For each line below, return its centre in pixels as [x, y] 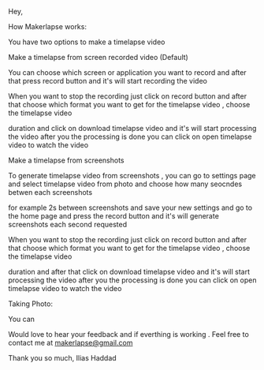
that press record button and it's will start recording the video [108, 81]
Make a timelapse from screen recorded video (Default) [99, 57]
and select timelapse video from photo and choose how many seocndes [125, 184]
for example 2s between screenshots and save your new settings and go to [130, 207]
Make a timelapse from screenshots [66, 160]
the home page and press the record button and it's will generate [113, 216]
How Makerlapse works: [47, 26]
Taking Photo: [31, 304]
